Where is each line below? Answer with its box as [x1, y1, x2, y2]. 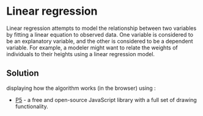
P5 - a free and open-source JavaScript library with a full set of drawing [15, 96, 197, 103]
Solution [6, 68, 39, 79]
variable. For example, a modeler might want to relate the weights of [6, 44, 179, 51]
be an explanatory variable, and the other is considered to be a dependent [6, 37, 194, 45]
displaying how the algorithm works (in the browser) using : [6, 84, 156, 92]
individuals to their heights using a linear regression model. [6, 50, 155, 57]
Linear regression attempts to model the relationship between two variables [6, 24, 197, 32]
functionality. [15, 103, 48, 110]
